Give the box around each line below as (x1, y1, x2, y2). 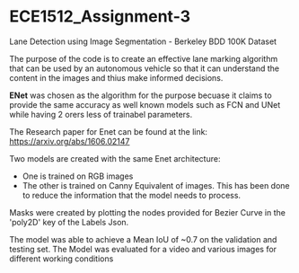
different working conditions (9, 253, 114, 264)
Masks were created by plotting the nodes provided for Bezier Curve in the (9, 207, 286, 217)
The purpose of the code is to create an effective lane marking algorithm (9, 53, 278, 64)
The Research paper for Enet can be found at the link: (9, 126, 208, 136)
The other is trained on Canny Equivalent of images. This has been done (22, 180, 290, 190)
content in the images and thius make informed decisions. (9, 72, 224, 83)
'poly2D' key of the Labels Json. (9, 216, 129, 227)
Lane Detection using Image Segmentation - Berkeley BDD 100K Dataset (9, 36, 277, 47)
